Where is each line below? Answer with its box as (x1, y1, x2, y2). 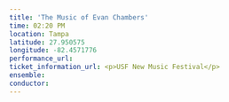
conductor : (9, 79, 50, 88)
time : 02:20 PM (9, 21, 66, 30)
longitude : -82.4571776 (9, 46, 98, 55)
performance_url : (9, 54, 74, 63)
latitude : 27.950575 (9, 37, 86, 47)
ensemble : (9, 71, 46, 80)
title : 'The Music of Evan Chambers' (9, 12, 149, 22)
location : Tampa (9, 29, 69, 38)
